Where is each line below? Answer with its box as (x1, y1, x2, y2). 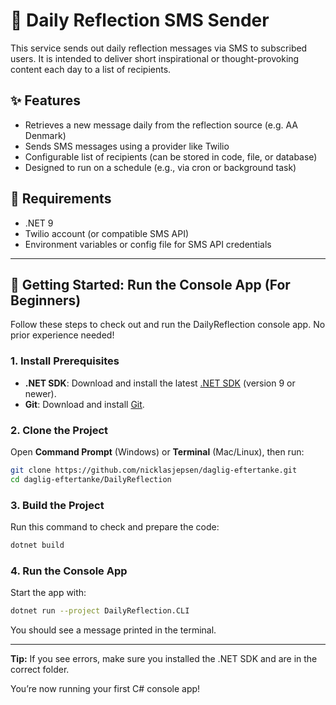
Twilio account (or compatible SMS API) (24, 227, 190, 239)
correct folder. (10, 664, 70, 676)
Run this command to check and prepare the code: (10, 521, 220, 533)
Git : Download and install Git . (24, 398, 145, 410)
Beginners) (10, 292, 82, 309)
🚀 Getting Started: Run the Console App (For (10, 276, 291, 293)
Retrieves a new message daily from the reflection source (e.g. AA (24, 119, 299, 131)
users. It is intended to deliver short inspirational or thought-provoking (10, 52, 300, 64)
